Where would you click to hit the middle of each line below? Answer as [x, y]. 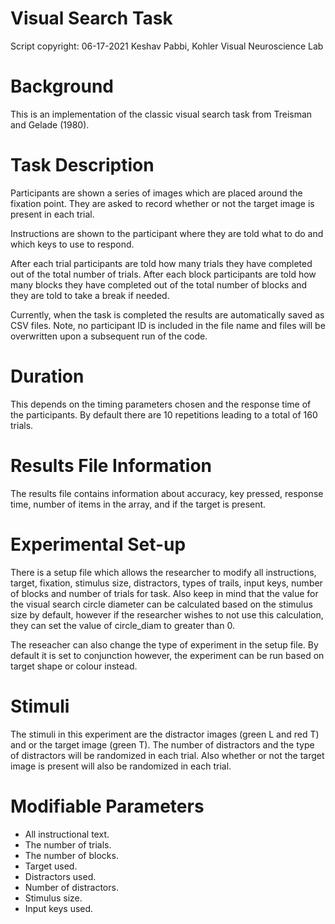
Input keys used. [59, 908]
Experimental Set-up [98, 544]
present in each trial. [52, 214]
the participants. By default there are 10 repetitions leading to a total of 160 [164, 414]
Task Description [82, 165]
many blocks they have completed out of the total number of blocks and [159, 284]
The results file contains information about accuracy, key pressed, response [167, 493]
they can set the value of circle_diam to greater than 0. [122, 625]
